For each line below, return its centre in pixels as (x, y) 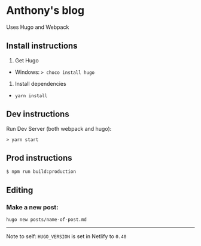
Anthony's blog (45, 10)
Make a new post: (32, 207)
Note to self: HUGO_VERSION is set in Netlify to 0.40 (66, 236)
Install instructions (42, 46)
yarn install (31, 96)
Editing (20, 190)
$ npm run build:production (41, 172)
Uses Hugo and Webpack (38, 27)
